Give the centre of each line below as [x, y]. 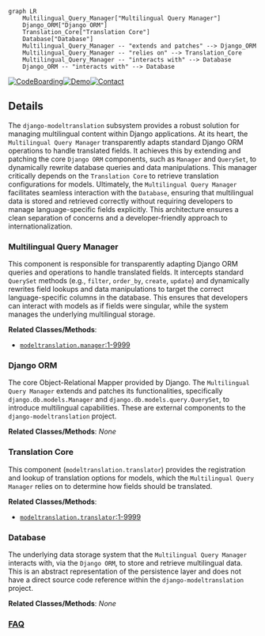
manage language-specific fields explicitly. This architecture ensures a [123, 209]
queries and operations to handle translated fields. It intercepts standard [126, 272]
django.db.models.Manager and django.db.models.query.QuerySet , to [119, 399]
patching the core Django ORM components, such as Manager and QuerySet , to [132, 159]
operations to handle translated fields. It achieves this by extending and [125, 150]
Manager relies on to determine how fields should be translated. [110, 486]
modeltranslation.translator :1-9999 [80, 517]
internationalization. [40, 226]
